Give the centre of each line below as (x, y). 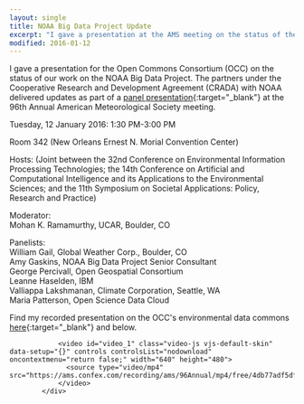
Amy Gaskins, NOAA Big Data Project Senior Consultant (113, 262)
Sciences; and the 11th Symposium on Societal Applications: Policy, (134, 188)
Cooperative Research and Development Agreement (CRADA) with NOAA (146, 88)
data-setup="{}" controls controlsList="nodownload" (111, 352)
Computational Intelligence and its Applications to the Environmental (137, 179)
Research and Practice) (53, 198)
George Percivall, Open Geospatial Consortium (96, 271)
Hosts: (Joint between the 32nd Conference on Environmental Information (147, 160)
